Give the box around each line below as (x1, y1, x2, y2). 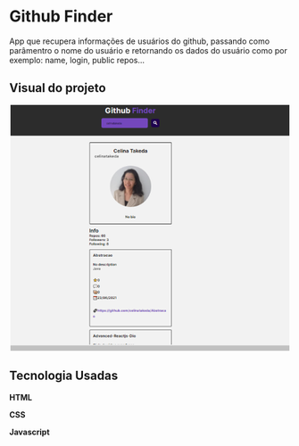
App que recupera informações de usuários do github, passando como (9, 36, 270, 46)
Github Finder (9, 6, 113, 27)
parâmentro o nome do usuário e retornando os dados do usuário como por (9, 45, 288, 55)
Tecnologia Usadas (9, 368, 119, 384)
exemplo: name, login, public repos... (9, 54, 145, 65)
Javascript (9, 426, 51, 437)
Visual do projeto (9, 80, 106, 95)
